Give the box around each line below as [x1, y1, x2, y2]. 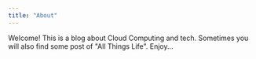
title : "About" [8, 11, 58, 20]
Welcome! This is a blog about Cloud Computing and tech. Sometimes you [8, 33, 249, 42]
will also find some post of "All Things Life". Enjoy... [8, 41, 174, 51]
